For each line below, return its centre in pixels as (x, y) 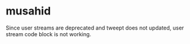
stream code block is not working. (49, 34)
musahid (28, 11)
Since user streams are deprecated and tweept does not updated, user (95, 28)
